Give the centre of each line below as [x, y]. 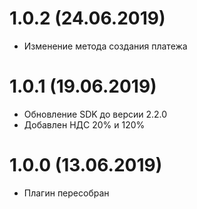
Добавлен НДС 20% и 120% [84, 124]
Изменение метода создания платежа [105, 46]
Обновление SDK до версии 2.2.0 [95, 114]
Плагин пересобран [66, 193]
